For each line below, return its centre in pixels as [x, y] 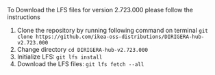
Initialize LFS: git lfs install [60, 57]
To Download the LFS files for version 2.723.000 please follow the [100, 10]
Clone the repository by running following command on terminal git [113, 30]
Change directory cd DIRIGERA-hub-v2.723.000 [83, 49]
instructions [24, 17]
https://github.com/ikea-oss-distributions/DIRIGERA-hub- [120, 37]
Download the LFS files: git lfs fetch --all [80, 64]
